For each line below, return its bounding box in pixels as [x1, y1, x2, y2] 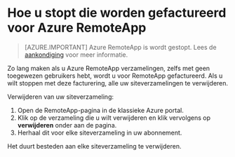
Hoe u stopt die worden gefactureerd [7, 5, 227, 21]
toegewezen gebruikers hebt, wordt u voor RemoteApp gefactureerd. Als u [7, 71, 223, 80]
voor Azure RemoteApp [7, 20, 147, 36]
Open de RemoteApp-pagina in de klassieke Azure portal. [17, 106, 184, 114]
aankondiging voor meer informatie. [24, 50, 128, 59]
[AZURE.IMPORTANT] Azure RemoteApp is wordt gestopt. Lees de [24, 43, 217, 51]
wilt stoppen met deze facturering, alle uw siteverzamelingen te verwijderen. [7, 78, 229, 87]
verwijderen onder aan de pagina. [17, 121, 117, 129]
